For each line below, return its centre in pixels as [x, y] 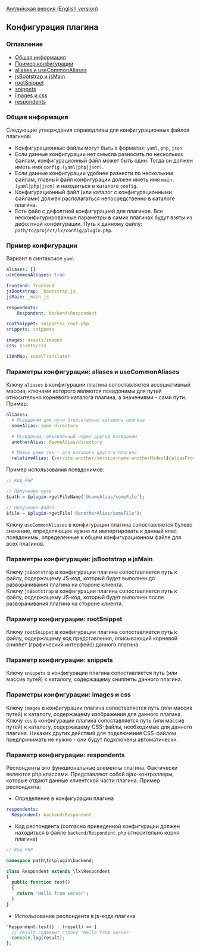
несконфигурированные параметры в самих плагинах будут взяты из [103, 217]
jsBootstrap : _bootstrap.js [41, 291]
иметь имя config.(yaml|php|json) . [59, 167]
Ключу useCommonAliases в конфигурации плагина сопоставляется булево [99, 524]
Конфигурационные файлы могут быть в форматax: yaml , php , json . [99, 148]
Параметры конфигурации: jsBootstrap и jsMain [79, 559]
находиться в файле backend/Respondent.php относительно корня [97, 832]
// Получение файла [30, 508]
